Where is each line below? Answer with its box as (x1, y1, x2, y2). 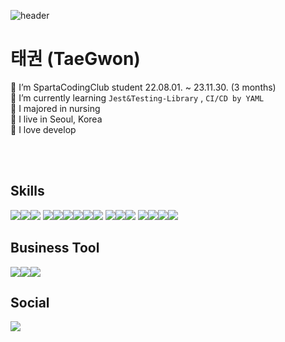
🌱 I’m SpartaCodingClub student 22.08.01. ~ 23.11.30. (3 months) (10, 81, 277, 93)
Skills (10, 183, 45, 200)
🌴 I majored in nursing (10, 102, 101, 114)
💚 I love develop (10, 123, 77, 135)
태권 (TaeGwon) (10, 48, 141, 70)
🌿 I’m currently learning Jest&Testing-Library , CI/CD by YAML (10, 91, 265, 104)
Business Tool (10, 240, 100, 257)
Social (10, 294, 50, 311)
